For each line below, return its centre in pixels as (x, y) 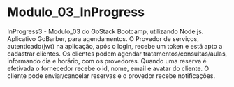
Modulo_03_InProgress (76, 12)
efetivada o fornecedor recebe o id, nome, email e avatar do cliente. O (108, 68)
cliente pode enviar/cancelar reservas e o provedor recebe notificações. (111, 76)
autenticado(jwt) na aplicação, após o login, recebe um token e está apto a (115, 46)
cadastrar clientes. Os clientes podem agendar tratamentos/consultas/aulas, (117, 54)
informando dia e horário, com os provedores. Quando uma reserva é (107, 61)
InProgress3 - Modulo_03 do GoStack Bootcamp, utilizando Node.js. (105, 31)
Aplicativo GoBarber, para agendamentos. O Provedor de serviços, (103, 38)
